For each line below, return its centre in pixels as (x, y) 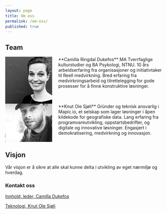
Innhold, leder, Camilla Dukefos (37, 196)
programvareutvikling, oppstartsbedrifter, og (104, 122)
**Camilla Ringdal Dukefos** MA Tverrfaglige (105, 60)
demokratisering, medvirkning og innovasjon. (105, 133)
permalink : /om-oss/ (27, 21)
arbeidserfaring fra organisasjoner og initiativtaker (110, 70)
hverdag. (14, 172)
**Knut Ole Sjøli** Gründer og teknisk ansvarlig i (108, 106)
